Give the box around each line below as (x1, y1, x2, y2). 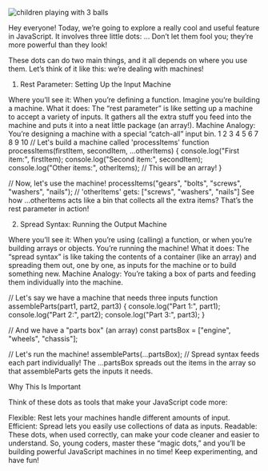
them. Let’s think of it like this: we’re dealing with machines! (8, 64, 204, 74)
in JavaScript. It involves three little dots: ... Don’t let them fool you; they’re (8, 32, 254, 41)
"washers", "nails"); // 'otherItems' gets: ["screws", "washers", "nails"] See (8, 187, 254, 196)
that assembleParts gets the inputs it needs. (8, 366, 154, 376)
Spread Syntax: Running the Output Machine (19, 220, 167, 229)
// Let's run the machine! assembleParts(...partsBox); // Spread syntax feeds (8, 349, 260, 359)
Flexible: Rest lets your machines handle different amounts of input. (8, 413, 230, 422)
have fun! (8, 456, 40, 465)
